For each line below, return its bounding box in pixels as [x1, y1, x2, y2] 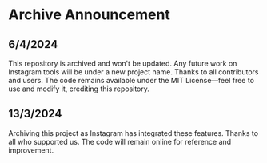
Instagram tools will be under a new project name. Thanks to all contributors [8, 67, 259, 77]
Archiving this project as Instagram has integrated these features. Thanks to [8, 128, 258, 137]
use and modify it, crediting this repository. [8, 84, 150, 93]
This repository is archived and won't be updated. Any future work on [8, 58, 237, 68]
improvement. [8, 145, 54, 155]
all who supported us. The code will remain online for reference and [8, 137, 232, 146]
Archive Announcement [8, 6, 170, 24]
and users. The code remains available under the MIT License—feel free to [8, 76, 254, 85]
